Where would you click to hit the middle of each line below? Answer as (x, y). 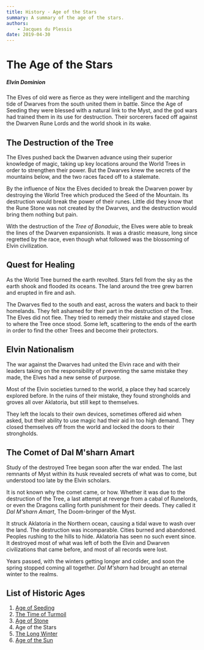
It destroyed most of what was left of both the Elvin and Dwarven (88, 543)
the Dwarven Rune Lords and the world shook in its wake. (79, 123)
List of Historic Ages (46, 593)
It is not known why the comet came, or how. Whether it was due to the (96, 492)
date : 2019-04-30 (28, 35)
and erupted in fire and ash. (41, 292)
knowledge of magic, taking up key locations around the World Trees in (96, 164)
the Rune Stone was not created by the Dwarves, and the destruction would (102, 208)
